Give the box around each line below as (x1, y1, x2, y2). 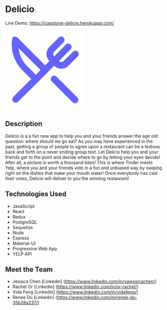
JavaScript (12, 203, 35, 209)
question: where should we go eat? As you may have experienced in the (5, 138, 153, 144)
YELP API (12, 251, 32, 257)
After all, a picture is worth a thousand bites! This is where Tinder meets (5, 159, 153, 165)
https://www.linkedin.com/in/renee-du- (57, 295, 138, 301)
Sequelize (12, 224, 33, 230)
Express (12, 235, 29, 241)
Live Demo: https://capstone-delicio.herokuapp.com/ (5, 20, 115, 26)
